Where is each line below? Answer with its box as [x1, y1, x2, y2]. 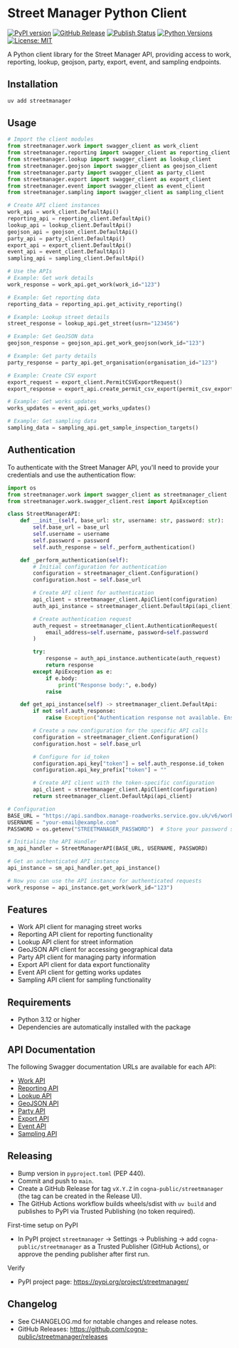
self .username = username [33, 530, 110, 537]
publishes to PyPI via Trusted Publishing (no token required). [17, 1207, 196, 1215]
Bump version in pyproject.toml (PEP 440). [17, 1169, 146, 1177]
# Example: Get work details [7, 275, 94, 282]
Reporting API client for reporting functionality [17, 930, 153, 939]
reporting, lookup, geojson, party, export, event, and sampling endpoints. [7, 57, 222, 66]
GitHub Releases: [17, 1324, 69, 1333]
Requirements [7, 996, 71, 1008]
